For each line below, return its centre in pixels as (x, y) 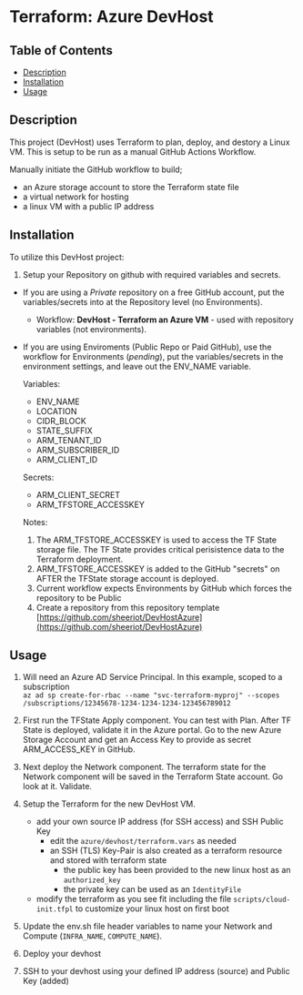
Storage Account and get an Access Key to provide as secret (137, 740)
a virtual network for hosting (76, 197)
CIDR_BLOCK (61, 421)
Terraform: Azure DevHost (111, 17)
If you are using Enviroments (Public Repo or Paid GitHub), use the (147, 347)
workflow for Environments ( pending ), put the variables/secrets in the (153, 356)
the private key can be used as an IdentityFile (152, 889)
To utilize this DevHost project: (67, 257)
